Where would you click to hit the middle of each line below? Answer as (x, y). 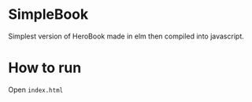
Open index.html (36, 89)
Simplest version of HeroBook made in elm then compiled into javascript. (126, 36)
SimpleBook (48, 15)
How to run (45, 68)
